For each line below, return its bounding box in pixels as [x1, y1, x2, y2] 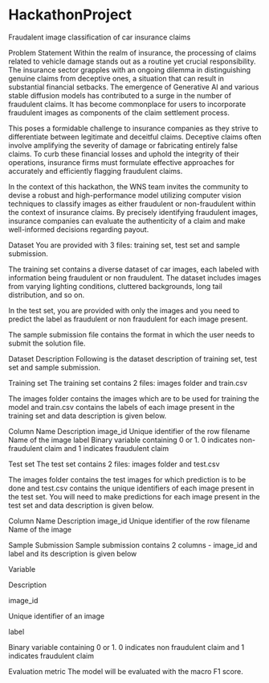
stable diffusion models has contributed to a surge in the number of [8, 90, 231, 100]
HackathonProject [8, 6, 132, 24]
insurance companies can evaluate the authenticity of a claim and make [8, 216, 246, 226]
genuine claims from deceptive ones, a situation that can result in [8, 73, 225, 83]
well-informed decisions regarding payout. [8, 224, 149, 234]
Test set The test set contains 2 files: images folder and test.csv [8, 459, 220, 469]
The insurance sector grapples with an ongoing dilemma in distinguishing [8, 64, 251, 74]
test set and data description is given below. [8, 500, 154, 510]
